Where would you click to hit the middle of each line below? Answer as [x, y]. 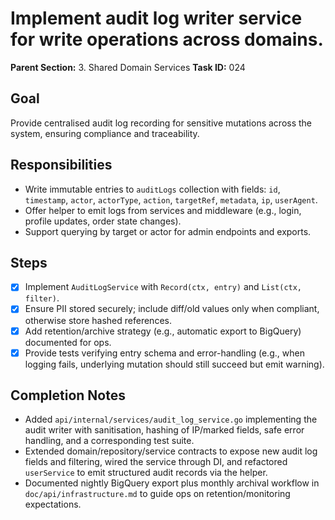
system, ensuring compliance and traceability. [105, 133]
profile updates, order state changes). [103, 221]
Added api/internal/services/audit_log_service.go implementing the [171, 419]
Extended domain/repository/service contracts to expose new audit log [171, 451]
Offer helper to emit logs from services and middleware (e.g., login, [163, 210]
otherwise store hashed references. [98, 320]
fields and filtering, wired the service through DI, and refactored [156, 462]
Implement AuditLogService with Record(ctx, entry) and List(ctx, [163, 287]
